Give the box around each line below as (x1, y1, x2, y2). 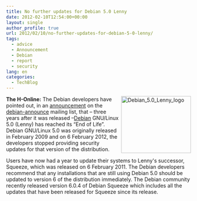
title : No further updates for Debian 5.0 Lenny (6, 8, 127, 15)
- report (11, 58, 33, 63)
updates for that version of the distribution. (6, 146, 110, 153)
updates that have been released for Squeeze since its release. (6, 189, 158, 195)
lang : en (6, 69, 28, 75)
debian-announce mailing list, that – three (6, 108, 107, 115)
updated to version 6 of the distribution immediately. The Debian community (6, 176, 191, 183)
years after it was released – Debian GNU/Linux (6, 115, 119, 121)
